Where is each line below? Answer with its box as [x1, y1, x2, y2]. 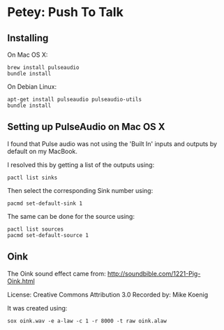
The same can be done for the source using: [7, 212, 135, 220]
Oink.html [7, 277, 35, 285]
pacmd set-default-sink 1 [7, 200, 82, 207]
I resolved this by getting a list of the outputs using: [7, 160, 155, 168]
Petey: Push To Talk [7, 4, 124, 20]
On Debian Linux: [7, 82, 57, 91]
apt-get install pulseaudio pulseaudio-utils [7, 96, 142, 103]
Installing [7, 32, 49, 44]
